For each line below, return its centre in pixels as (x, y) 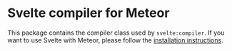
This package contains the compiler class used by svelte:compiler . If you (116, 33)
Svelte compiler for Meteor (89, 13)
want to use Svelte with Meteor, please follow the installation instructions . (115, 40)
